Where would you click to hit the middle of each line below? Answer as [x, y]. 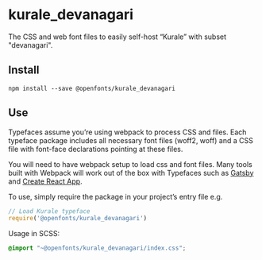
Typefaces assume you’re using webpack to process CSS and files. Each [127, 132]
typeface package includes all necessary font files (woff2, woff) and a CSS [131, 140]
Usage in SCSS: [34, 234]
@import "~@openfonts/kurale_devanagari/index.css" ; [97, 248]
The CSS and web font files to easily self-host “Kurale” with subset [118, 37]
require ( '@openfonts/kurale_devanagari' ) [78, 219]
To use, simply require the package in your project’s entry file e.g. [116, 196]
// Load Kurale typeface [49, 211]
